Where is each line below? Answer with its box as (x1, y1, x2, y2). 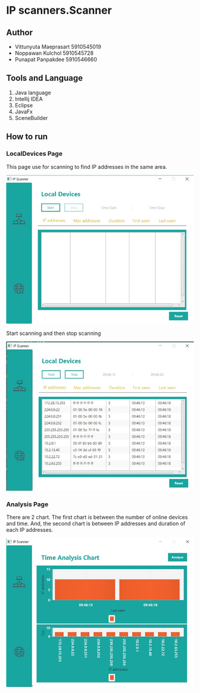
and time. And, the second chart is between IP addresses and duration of (6, 520, 186, 527)
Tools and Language (6, 73, 83, 84)
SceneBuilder (14, 114, 48, 121)
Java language (14, 89, 52, 96)
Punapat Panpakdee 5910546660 (14, 56, 97, 63)
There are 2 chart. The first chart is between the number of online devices (6, 513, 188, 520)
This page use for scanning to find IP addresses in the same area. (6, 163, 168, 170)
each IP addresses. (6, 526, 54, 533)
